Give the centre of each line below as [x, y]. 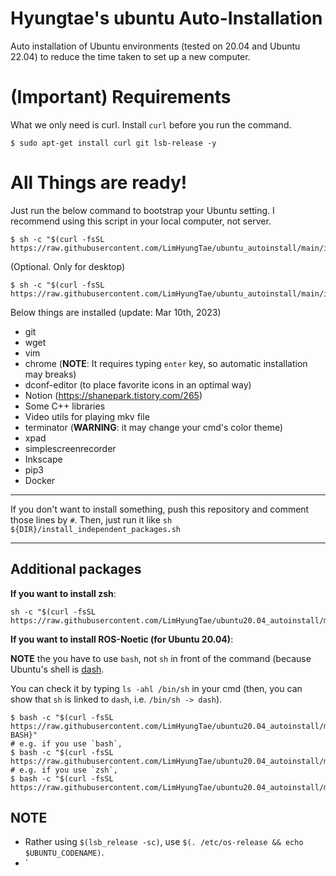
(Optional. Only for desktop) [68, 266]
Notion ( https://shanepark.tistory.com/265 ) [113, 395]
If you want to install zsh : [63, 593]
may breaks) [50, 374]
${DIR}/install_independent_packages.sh [96, 529]
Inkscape [43, 459]
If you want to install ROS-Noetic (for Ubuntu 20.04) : [122, 639]
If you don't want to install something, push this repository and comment [160, 509]
